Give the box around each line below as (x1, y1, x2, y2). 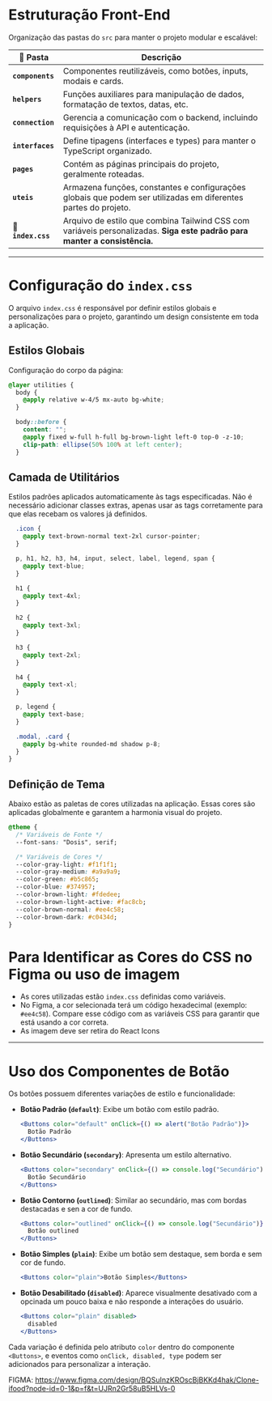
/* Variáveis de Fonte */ (15, 830, 104, 838)
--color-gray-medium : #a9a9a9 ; (15, 868, 121, 876)
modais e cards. (63, 75, 124, 87)
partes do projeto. (63, 202, 131, 213)
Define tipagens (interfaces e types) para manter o (63, 135, 257, 146)
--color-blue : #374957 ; (15, 883, 96, 891)
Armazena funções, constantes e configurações (63, 181, 246, 193)
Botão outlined (28, 1227, 79, 1235)
